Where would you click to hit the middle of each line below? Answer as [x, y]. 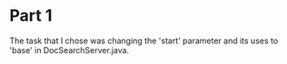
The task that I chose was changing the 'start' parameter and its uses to [144, 41]
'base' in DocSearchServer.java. [69, 50]
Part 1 [31, 16]
